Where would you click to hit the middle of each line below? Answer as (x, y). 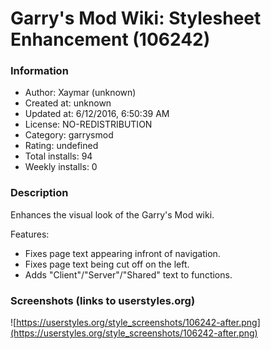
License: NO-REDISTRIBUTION (88, 124)
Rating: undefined (61, 146)
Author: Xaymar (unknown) (80, 93)
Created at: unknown (68, 103)
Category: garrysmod (69, 135)
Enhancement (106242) (110, 39)
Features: (30, 234)
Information (39, 71)
